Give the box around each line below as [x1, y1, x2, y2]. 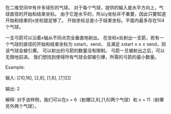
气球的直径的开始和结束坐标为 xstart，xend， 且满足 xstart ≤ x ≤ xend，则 [9, 41, 166, 47]
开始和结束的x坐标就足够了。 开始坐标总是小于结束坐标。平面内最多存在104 [5, 17, 165, 23]
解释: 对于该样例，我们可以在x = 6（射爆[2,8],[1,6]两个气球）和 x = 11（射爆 [5, 97, 164, 103]
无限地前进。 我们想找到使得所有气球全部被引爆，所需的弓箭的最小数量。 [5, 54, 159, 60]
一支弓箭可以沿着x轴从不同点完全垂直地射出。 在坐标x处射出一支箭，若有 [5, 35, 160, 41]
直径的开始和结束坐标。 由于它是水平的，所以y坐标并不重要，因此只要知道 [9, 11, 166, 17]
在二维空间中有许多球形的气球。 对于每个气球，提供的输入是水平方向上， [5, 5, 159, 10]
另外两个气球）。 [5, 103, 39, 109]
